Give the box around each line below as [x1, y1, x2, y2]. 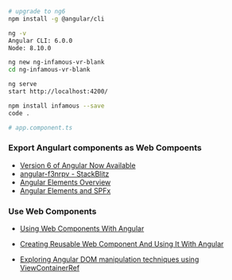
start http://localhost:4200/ [8, 87, 109, 95]
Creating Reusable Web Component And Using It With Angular [19, 239, 224, 249]
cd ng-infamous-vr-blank [8, 66, 91, 74]
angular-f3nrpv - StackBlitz [19, 169, 110, 178]
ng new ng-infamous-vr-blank [8, 58, 105, 67]
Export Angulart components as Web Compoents [8, 142, 203, 154]
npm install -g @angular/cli [8, 14, 105, 23]
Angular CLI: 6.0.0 [8, 37, 73, 45]
